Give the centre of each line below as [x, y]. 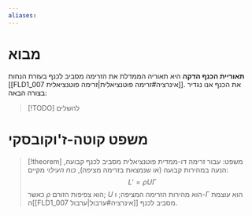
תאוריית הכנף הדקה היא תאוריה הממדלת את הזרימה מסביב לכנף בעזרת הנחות [126, 76]
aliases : [22, 15]
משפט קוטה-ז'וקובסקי [78, 139]
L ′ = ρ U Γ [142, 182]
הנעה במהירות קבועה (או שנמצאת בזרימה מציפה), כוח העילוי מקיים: [128, 169]
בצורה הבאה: [28, 93]
